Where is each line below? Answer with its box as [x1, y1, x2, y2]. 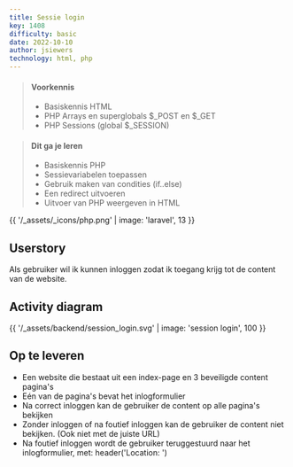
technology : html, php [9, 54, 93, 63]
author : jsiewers [9, 46, 73, 55]
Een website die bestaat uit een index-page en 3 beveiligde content [21, 371, 268, 382]
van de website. [9, 274, 67, 284]
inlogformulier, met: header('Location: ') [21, 447, 168, 457]
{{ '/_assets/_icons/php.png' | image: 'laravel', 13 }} [9, 214, 196, 226]
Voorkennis [30, 82, 75, 92]
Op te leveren [9, 348, 85, 363]
